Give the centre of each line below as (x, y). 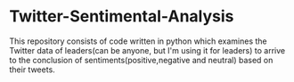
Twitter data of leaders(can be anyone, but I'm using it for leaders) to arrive (147, 50)
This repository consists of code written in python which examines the (138, 41)
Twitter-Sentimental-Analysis (122, 16)
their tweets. (32, 70)
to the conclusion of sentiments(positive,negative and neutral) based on (141, 60)
